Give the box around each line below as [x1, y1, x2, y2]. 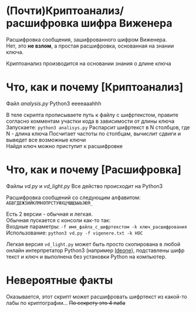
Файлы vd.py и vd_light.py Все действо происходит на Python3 [6, 182, 163, 189]
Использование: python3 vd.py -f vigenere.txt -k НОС [6, 229, 143, 236]
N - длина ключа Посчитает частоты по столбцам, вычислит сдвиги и [6, 130, 181, 137]
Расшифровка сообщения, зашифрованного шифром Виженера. [6, 36, 167, 43]
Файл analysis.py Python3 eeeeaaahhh [6, 100, 102, 107]
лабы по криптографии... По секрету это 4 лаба [6, 299, 126, 306]
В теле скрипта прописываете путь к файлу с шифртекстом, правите [6, 111, 179, 118]
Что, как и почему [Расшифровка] [6, 163, 182, 177]
